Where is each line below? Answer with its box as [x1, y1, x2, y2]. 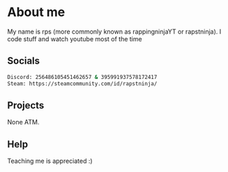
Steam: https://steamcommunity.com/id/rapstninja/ [7, 80, 158, 87]
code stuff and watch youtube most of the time [7, 34, 142, 43]
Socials [7, 55, 40, 67]
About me [7, 4, 66, 20]
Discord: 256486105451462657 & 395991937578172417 [7, 73, 158, 80]
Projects [7, 99, 45, 111]
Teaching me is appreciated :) [7, 157, 93, 165]
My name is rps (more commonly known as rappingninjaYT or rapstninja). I [7, 27, 222, 36]
